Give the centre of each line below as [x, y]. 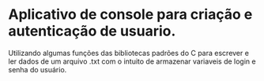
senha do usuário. [38, 69]
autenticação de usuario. [92, 31]
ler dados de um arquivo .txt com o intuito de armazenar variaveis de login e [132, 61]
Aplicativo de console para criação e [130, 15]
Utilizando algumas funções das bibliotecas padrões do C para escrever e [128, 53]
